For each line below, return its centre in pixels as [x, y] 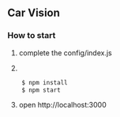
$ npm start [41, 90]
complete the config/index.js [65, 53]
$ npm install [45, 82]
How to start [32, 36]
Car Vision [34, 13]
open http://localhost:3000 [63, 105]
